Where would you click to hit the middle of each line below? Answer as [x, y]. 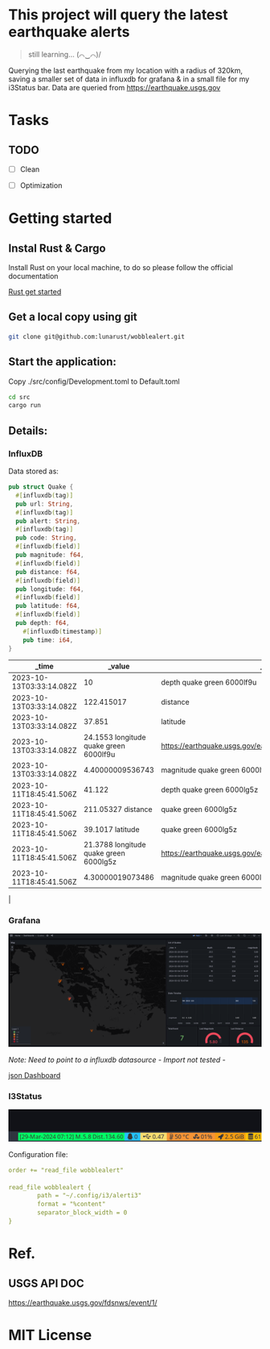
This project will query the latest [118, 15]
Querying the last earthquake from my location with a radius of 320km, [126, 70]
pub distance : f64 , [48, 572]
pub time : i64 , [48, 640]
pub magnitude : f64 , [50, 555]
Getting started [60, 219]
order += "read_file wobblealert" [66, 1170]
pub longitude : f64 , [50, 589]
